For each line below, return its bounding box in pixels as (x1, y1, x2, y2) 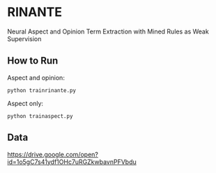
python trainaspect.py (7, 112, 73, 119)
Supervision (7, 34, 42, 43)
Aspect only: (7, 99, 44, 107)
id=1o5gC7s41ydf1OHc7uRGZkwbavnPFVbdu (7, 158, 137, 166)
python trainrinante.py (7, 86, 77, 94)
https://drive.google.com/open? (7, 150, 99, 158)
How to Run (7, 55, 59, 67)
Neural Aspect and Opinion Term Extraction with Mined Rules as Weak (7, 27, 209, 36)
